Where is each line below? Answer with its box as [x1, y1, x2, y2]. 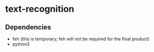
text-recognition [5, 3, 75, 15]
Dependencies [5, 23, 51, 31]
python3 [12, 41, 30, 47]
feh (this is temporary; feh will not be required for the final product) [12, 36, 150, 42]
